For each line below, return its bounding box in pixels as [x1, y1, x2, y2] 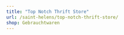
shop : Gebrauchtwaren [6, 20, 60, 26]
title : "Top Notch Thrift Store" [6, 8, 89, 15]
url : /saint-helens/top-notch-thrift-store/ [6, 14, 119, 20]
